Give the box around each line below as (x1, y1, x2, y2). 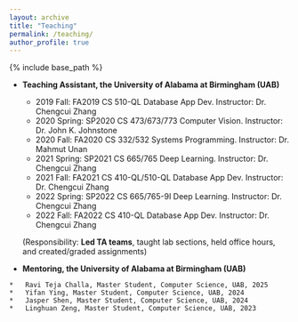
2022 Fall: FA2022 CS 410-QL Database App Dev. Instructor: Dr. (35, 210, 270, 221)
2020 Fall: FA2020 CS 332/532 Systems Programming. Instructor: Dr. (35, 134, 290, 145)
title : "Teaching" (9, 21, 77, 30)
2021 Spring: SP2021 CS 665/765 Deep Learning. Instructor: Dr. (35, 153, 269, 165)
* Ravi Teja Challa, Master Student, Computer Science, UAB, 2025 (9, 281, 269, 290)
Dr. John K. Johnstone (35, 125, 117, 136)
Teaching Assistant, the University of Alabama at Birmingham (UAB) (21, 79, 280, 90)
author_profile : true (9, 37, 90, 47)
